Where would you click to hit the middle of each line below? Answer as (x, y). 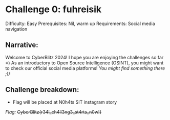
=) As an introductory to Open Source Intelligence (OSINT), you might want (84, 63)
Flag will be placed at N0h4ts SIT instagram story (65, 102)
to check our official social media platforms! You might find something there (85, 68)
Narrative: (22, 45)
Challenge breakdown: (42, 90)
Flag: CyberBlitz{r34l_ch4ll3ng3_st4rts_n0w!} (54, 112)
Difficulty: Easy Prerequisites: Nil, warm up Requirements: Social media (80, 23)
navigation (16, 29)
